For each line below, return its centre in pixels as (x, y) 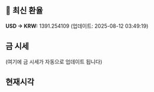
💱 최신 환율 (24, 11)
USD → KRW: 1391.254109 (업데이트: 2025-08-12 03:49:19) (77, 26)
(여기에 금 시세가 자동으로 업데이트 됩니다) (54, 61)
